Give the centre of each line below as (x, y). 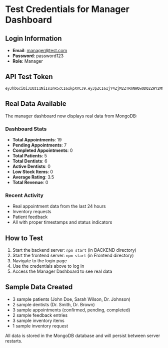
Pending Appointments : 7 (39, 145)
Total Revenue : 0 (30, 182)
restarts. (14, 341)
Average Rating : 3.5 (33, 177)
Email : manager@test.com (40, 50)
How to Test (24, 238)
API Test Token (29, 77)
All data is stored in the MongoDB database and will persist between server (83, 335)
